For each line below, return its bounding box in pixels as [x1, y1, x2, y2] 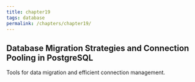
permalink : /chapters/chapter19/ [6, 20, 92, 26]
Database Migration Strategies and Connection [6, 43, 189, 53]
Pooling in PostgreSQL [6, 53, 94, 63]
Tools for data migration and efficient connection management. [6, 69, 165, 76]
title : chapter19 [6, 9, 51, 15]
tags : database [6, 15, 45, 21]
